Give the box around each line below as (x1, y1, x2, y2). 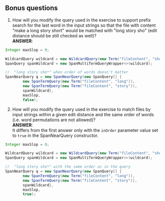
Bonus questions (5, 4, 58, 12)
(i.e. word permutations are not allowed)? (12, 117, 96, 123)
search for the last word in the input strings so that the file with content (12, 22, 156, 28)
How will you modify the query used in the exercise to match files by (12, 106, 151, 112)
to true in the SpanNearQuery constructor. (12, 133, 99, 138)
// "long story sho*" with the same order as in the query (5, 165, 131, 169)
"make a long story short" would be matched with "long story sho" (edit (12, 27, 157, 33)
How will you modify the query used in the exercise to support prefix (12, 17, 151, 23)
